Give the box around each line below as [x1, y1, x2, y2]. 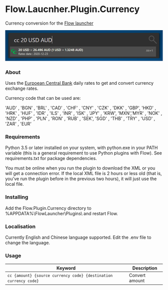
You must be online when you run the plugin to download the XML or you [5, 165, 155, 171]
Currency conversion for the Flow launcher [5, 20, 93, 26]
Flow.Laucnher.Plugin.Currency [5, 4, 140, 15]
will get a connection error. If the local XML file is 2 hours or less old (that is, [5, 171, 162, 177]
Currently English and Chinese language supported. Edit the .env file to [5, 234, 151, 240]
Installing [5, 194, 28, 201]
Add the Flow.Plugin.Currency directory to [5, 205, 91, 211]
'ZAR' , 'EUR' [5, 121, 32, 127]
